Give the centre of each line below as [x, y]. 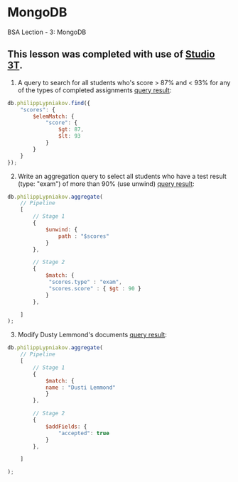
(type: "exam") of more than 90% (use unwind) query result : [106, 184]
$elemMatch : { [54, 116]
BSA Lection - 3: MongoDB [47, 32]
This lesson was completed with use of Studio [111, 54]
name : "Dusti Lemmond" [80, 388]
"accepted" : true [84, 433]
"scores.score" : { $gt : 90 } [95, 288]
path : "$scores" [84, 236]
